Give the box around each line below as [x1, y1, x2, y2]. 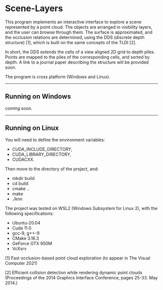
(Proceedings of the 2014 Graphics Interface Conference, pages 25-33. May [5, 274, 158, 280]
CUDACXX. [12, 156, 35, 162]
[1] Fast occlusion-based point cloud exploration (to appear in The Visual [5, 255, 150, 261]
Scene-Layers [5, 3, 63, 14]
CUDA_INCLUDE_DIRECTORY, [12, 146, 73, 152]
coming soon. [5, 105, 33, 111]
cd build [12, 180, 29, 186]
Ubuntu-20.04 [12, 220, 41, 226]
